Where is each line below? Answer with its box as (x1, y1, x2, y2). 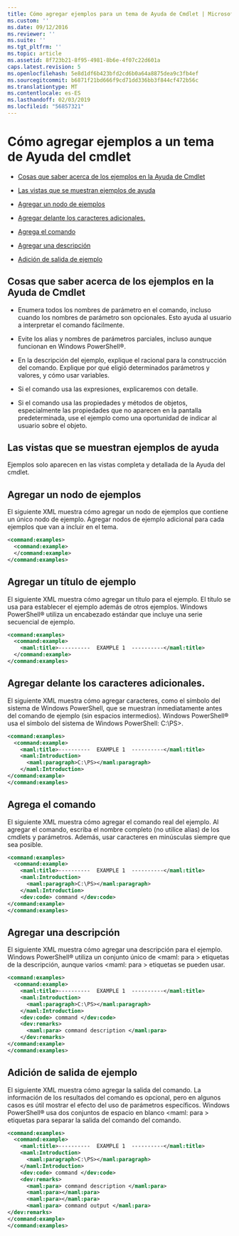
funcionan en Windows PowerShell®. (17, 342, 127, 351)
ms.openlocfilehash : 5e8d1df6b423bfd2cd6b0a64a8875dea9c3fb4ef (7, 70, 199, 77)
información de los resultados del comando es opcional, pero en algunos (7, 1093, 221, 1102)
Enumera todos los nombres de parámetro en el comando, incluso (17, 305, 211, 314)
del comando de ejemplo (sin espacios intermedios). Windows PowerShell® (7, 711, 229, 720)
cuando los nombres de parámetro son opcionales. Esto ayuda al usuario (17, 313, 232, 321)
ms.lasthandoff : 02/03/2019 (7, 97, 91, 104)
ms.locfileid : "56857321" (7, 103, 84, 110)
